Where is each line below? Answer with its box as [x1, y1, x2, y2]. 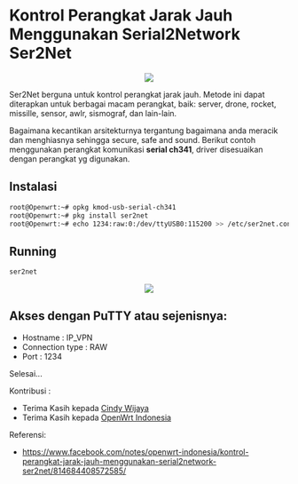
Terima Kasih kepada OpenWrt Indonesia [21, 412, 171, 423]
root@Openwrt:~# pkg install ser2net [9, 210, 149, 220]
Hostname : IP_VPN [21, 332, 93, 343]
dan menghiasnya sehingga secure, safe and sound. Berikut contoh [9, 134, 255, 145]
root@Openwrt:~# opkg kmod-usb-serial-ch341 [9, 202, 176, 211]
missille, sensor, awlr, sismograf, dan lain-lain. [9, 107, 177, 118]
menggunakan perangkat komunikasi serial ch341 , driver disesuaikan [9, 144, 263, 155]
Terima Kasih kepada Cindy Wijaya [21, 402, 149, 413]
